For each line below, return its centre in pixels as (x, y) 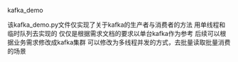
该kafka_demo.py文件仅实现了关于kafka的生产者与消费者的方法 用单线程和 (117, 25)
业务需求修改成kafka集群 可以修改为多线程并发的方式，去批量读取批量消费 (122, 42)
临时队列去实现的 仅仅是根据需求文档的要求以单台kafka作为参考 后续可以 (114, 33)
